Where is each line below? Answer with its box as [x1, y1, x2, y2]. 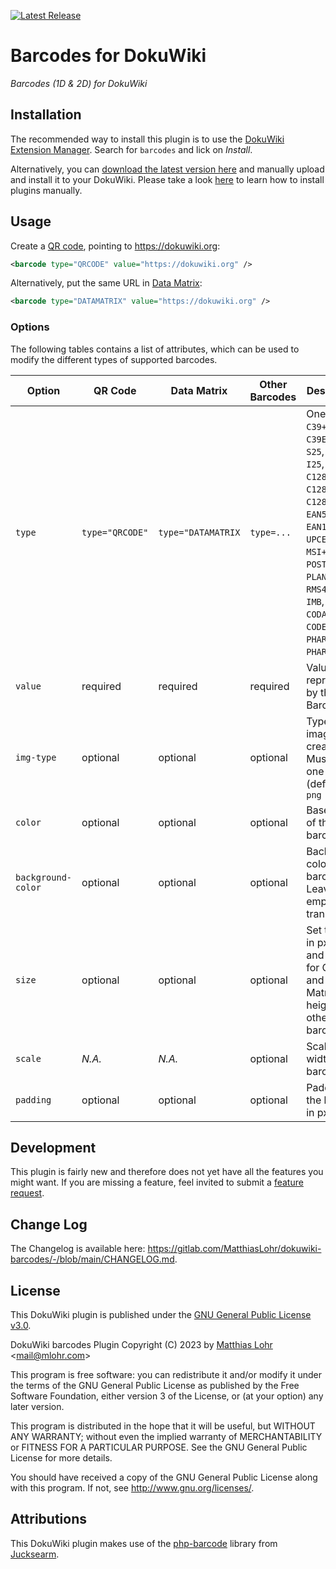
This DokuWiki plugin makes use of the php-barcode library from [10, 1537, 278, 1549]
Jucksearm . [10, 1548, 60, 1560]
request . [10, 1187, 45, 1199]
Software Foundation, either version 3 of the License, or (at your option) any [10, 1390, 324, 1402]
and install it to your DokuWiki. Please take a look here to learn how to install [10, 173, 325, 185]
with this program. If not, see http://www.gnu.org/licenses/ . [10, 1482, 255, 1494]
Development [10, 1140, 97, 1156]
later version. [10, 1401, 65, 1413]
